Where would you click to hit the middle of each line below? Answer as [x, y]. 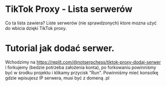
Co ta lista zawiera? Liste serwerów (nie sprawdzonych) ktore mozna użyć [81, 23]
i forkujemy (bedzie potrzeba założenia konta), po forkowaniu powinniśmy [81, 67]
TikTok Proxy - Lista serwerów [69, 9]
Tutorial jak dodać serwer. [60, 48]
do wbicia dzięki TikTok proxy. [36, 28]
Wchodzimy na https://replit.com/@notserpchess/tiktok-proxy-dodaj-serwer [83, 62]
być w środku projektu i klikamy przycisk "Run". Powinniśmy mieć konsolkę [82, 73]
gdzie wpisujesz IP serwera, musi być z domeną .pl [57, 78]
